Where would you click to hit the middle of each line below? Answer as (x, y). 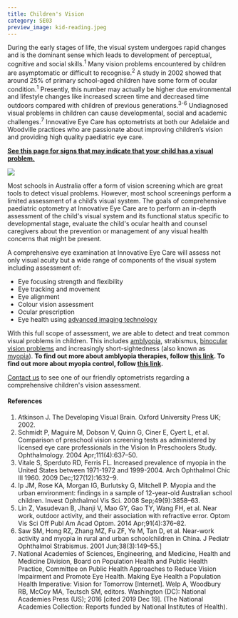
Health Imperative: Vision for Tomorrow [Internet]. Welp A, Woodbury (119, 584)
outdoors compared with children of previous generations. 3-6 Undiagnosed (118, 105)
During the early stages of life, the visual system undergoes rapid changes (117, 48)
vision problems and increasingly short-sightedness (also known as (107, 348)
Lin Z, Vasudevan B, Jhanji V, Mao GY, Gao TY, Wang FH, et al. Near (117, 508)
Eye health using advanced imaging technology (87, 319)
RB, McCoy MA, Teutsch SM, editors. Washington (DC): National (112, 591)
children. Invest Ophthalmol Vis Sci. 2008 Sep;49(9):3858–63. (109, 500)
